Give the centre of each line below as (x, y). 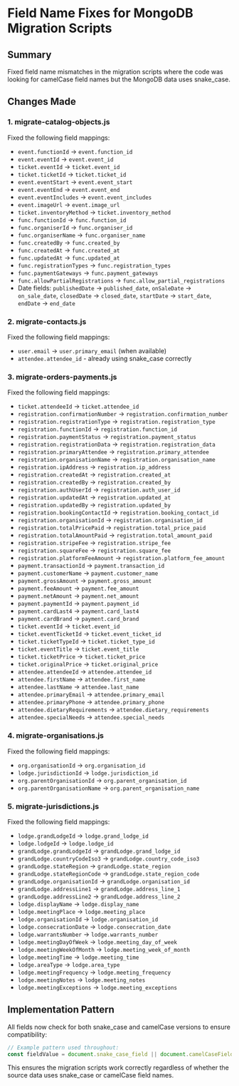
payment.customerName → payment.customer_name (88, 573)
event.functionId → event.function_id (75, 151)
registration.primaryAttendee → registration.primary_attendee (113, 452)
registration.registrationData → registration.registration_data (116, 445)
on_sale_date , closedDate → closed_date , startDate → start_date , (115, 295)
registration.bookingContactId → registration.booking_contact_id (118, 512)
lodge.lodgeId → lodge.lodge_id (65, 843)
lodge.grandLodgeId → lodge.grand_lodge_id (83, 836)
